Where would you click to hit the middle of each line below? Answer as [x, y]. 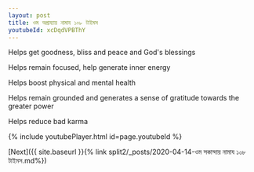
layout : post [29, 15]
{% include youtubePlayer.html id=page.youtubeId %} [95, 137]
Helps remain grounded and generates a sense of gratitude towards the [124, 98]
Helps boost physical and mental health [72, 82]
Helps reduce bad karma [48, 122]
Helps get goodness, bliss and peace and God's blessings [102, 53]
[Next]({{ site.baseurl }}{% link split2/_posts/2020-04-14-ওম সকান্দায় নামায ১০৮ [127, 152]
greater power [31, 106]
